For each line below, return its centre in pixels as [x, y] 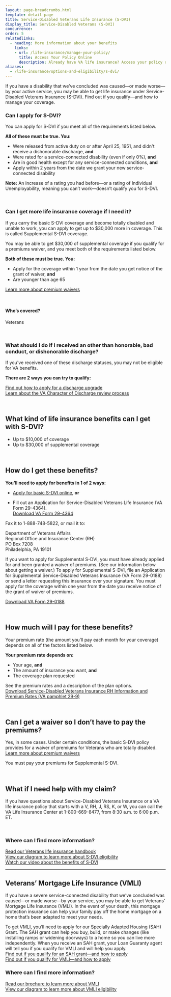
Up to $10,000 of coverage [41, 439]
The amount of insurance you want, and [55, 670]
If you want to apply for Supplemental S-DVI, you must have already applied [85, 559]
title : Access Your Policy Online [55, 57]
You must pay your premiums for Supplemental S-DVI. [62, 763]
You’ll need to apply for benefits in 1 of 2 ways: [55, 483]
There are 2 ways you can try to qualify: [48, 378]
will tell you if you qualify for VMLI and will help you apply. [66, 949]
